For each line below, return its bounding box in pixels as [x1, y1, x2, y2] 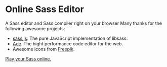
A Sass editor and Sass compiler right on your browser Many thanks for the [5, 20, 162, 26]
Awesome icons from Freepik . [12, 46, 75, 52]
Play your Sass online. [5, 55, 52, 61]
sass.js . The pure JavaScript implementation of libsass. [12, 35, 128, 41]
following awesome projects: [5, 25, 65, 31]
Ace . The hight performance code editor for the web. [12, 40, 123, 46]
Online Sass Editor [5, 4, 85, 15]
